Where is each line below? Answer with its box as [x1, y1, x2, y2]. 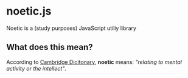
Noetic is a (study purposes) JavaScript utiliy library [6, 24, 137, 32]
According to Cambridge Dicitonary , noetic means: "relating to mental [6, 58, 183, 65]
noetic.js [6, 4, 52, 18]
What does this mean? [6, 42, 93, 52]
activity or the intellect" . [6, 65, 67, 72]
